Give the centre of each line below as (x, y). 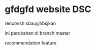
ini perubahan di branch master (38, 33)
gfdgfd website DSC (48, 9)
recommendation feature (31, 43)
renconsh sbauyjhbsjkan (30, 23)
